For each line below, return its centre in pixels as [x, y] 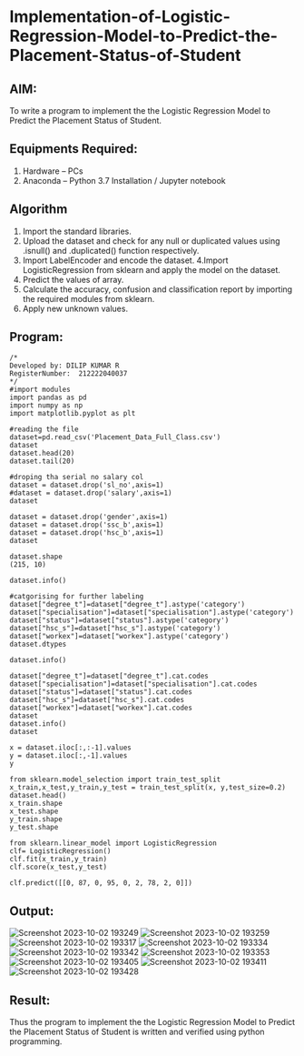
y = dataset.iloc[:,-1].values [69, 756]
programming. [36, 1041]
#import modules [40, 390]
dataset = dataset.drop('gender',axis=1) [89, 517]
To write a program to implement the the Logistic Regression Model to [140, 111]
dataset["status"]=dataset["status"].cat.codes [101, 692]
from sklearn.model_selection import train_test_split [115, 779]
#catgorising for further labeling [77, 597]
